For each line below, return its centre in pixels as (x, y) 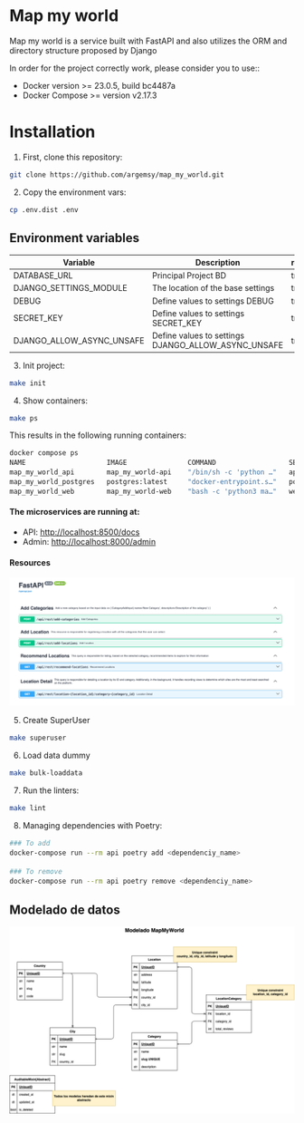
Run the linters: (51, 790)
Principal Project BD (190, 276)
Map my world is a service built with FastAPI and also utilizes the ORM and (148, 41)
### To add (30, 843)
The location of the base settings (214, 288)
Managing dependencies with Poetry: (92, 825)
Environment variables (75, 238)
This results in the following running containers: (98, 435)
